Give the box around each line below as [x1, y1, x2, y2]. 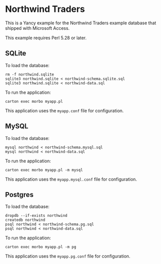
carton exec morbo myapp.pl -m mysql [5, 167, 83, 172]
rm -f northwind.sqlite [5, 72, 54, 77]
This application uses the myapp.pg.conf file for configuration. [5, 253, 130, 259]
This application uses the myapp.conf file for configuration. [5, 108, 124, 114]
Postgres [5, 190, 34, 199]
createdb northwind [5, 217, 46, 223]
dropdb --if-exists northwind [5, 213, 68, 218]
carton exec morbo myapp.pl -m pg [5, 245, 77, 250]
